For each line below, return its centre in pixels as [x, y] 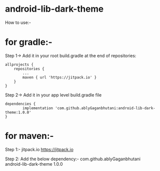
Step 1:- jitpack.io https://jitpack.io [39, 149]
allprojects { [19, 64]
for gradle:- [29, 42]
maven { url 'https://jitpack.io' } [60, 77]
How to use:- [18, 22]
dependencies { [20, 104]
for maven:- [29, 136]
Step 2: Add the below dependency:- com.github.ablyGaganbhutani [73, 159]
